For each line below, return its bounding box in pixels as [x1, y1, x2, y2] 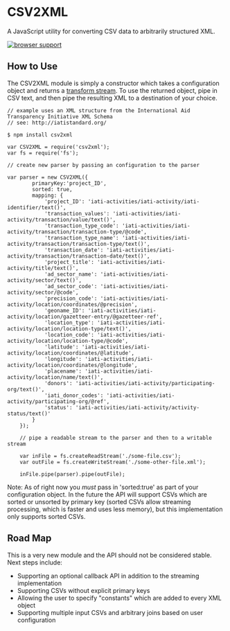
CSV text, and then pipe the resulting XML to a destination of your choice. [7, 94, 218, 102]
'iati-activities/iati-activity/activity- [75, 404, 200, 411]
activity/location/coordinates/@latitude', [7, 349, 135, 357]
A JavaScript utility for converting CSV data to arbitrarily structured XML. [7, 27, 216, 35]
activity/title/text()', [7, 265, 79, 272]
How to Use [7, 60, 58, 73]
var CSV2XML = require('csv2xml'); [7, 143, 110, 150]
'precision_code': [44, 295, 98, 302]
